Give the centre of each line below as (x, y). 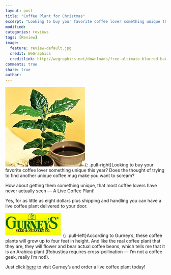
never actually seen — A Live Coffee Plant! (50, 191)
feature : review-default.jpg (41, 48)
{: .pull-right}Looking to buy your (119, 165)
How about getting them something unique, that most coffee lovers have (81, 186)
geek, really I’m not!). (27, 257)
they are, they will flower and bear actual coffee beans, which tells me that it (85, 247)
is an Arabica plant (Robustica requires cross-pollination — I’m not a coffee (84, 252)
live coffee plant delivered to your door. (47, 206)
